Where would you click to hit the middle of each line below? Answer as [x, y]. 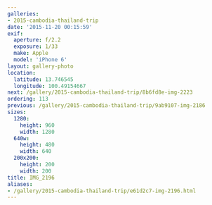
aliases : [20, 184]
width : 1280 [37, 132]
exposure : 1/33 [36, 46]
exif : [15, 33]
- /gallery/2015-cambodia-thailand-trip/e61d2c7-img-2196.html [102, 191]
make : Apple [31, 54]
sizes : [17, 112]
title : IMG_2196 [31, 178]
